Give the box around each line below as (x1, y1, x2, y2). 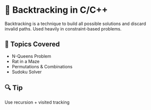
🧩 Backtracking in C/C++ (4, 4, 108, 16)
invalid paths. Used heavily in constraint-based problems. (4, 26, 122, 31)
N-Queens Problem (11, 53, 51, 59)
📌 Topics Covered (4, 40, 60, 49)
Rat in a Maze (11, 58, 40, 64)
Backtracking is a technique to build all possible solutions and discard (4, 21, 147, 27)
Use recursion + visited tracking (4, 99, 70, 105)
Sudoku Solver (11, 69, 42, 75)
